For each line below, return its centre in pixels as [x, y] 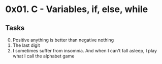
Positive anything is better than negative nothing [63, 40]
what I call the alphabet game [43, 56]
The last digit [26, 45]
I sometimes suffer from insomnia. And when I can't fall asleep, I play [85, 51]
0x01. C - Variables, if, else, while [77, 9]
